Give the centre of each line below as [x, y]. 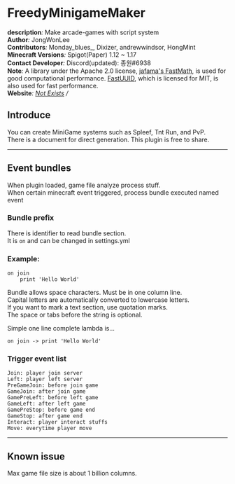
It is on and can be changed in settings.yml [69, 240]
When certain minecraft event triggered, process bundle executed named [113, 192]
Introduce [29, 115]
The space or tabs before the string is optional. [75, 315]
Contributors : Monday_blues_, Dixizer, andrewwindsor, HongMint [101, 47]
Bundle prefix [31, 218]
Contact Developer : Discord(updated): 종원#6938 [79, 63]
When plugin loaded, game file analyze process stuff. [84, 185]
